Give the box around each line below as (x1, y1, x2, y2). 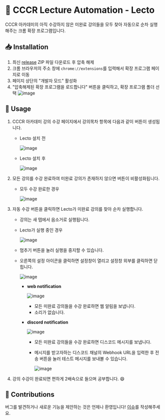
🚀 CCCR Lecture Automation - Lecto (5, 4, 155, 16)
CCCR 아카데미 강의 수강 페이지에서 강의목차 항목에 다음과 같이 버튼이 (12, 118, 147, 124)
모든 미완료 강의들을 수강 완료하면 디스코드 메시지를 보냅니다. (34, 339, 152, 345)
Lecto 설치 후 (19, 155, 46, 161)
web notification (27, 283, 62, 289)
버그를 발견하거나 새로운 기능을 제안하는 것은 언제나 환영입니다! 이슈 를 (5, 404, 139, 410)
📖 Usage (5, 105, 31, 113)
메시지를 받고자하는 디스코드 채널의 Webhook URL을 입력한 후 (34, 349, 154, 355)
